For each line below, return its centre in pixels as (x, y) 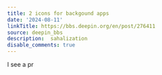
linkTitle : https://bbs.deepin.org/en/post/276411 (81, 26)
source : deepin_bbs (35, 32)
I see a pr (20, 64)
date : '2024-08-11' (35, 20)
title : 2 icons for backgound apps (58, 13)
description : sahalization (48, 39)
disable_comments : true (41, 45)
